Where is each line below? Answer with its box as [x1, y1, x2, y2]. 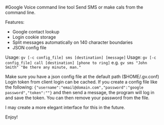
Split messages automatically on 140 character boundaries [12, 39, 133, 45]
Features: [5, 19, 25, 25]
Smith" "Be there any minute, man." [5, 65, 81, 70]
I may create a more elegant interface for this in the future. [5, 105, 126, 110]
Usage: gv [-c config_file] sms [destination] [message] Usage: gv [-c [5, 54, 157, 60]
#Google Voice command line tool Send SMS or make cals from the [5, 4, 144, 10]
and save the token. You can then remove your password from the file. [5, 95, 150, 101]
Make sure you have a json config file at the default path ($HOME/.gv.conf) [5, 74, 160, 79]
